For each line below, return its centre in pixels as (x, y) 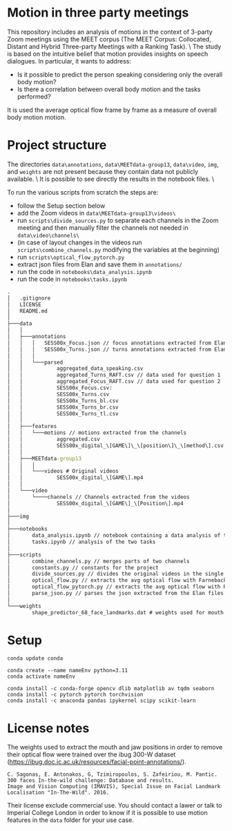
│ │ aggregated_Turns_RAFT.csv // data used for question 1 (114, 375)
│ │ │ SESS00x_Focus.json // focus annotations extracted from (109, 343)
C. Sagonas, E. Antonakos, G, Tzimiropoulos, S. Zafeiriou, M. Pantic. (112, 774)
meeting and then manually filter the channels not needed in (103, 227)
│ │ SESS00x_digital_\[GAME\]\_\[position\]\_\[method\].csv (116, 446)
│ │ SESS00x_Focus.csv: (60, 388)
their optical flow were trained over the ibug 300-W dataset (91, 754)
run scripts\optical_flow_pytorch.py (71, 257)
